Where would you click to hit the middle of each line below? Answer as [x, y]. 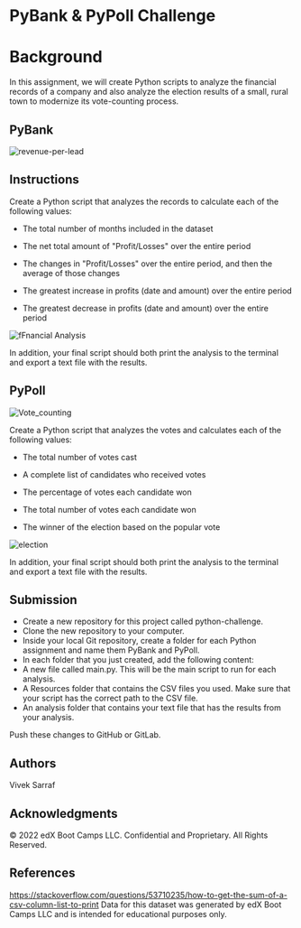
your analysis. [48, 718]
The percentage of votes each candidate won [107, 492]
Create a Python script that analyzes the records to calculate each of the [144, 201]
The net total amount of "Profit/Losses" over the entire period [137, 246]
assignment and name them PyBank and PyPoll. [111, 650]
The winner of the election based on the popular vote [121, 527]
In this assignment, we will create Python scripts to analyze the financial [143, 82]
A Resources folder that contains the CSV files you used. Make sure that [156, 689]
